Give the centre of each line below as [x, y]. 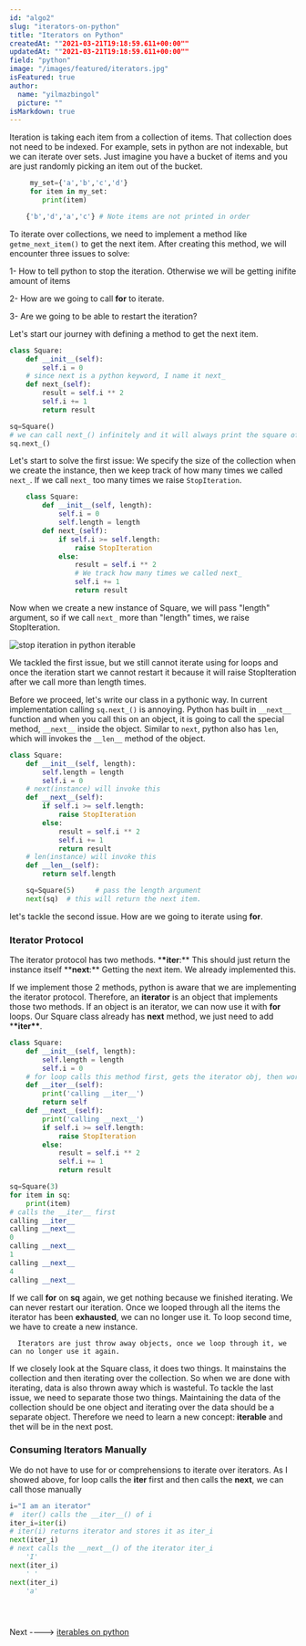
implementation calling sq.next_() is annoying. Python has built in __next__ [150, 709]
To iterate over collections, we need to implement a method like [128, 234]
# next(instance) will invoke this [93, 789]
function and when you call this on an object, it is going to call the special [147, 718]
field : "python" [40, 60]
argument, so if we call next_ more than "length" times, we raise [130, 617]
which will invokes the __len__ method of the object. [108, 738]
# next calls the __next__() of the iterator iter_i [112, 1548]
